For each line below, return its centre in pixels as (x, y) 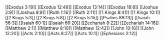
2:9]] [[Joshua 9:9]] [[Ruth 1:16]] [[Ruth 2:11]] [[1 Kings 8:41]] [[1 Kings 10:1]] (83, 12)
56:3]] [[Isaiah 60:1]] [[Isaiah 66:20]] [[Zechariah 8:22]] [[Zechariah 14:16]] (82, 23)
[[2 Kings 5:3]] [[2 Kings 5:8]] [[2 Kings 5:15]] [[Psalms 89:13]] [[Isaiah (77, 18)
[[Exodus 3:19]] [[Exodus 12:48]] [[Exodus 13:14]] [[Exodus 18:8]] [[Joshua (82, 7)
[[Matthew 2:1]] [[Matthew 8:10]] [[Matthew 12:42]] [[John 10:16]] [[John (79, 28)
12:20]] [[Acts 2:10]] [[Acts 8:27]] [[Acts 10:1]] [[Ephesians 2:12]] (71, 33)
